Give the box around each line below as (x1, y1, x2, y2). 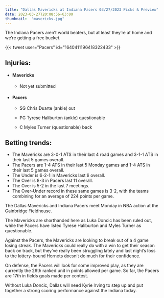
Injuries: (5, 58, 31, 67)
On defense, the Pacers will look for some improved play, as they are (5, 262, 144, 268)
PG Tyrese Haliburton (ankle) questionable (19, 115, 105, 121)
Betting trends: (5, 138, 52, 147)
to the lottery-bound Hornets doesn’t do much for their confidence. (5, 253, 141, 259)
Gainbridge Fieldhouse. (5, 208, 52, 214)
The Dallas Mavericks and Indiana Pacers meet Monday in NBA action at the (5, 202, 159, 208)
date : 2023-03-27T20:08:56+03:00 (5, 12, 73, 17)
